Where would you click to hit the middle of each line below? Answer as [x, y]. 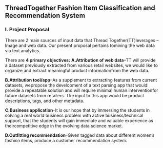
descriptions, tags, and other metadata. [45, 101]
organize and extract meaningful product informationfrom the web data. [77, 70]
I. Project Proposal [27, 30]
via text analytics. [23, 50]
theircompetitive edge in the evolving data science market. [64, 126]
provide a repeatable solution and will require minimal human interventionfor [82, 90]
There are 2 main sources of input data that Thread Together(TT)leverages [80, 40]
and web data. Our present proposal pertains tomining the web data [87, 45]
